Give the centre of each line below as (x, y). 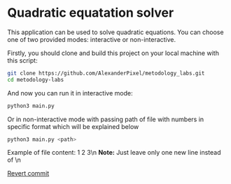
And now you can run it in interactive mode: (70, 93)
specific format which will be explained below (73, 126)
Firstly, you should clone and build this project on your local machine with (113, 53)
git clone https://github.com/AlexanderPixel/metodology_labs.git (106, 73)
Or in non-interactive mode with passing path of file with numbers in (106, 119)
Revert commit (28, 174)
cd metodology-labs (36, 79)
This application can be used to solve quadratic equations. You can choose (115, 32)
